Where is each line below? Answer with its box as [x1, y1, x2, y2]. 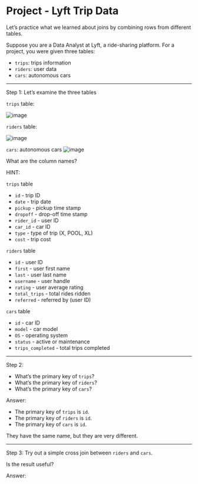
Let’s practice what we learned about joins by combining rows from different [6, 24, 192, 31]
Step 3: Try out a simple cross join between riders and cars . [6, 449, 153, 456]
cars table [6, 307, 31, 314]
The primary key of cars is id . [14, 421, 87, 428]
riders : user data [14, 65, 57, 72]
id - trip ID [14, 191, 41, 199]
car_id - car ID [14, 223, 51, 230]
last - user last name [14, 271, 67, 278]
